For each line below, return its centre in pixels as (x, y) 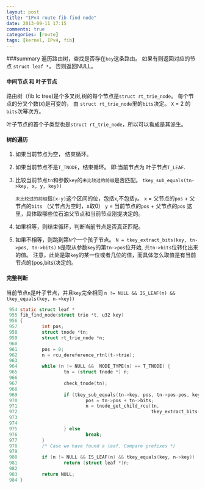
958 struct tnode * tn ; (49, 333)
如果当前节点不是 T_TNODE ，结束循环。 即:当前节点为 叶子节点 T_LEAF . (100, 167)
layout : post (23, 12)
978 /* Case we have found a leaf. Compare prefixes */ (92, 446)
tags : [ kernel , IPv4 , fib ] (41, 40)
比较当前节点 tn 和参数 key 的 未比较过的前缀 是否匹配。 (78, 180)
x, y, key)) (47, 186)
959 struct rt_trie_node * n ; (57, 338)
